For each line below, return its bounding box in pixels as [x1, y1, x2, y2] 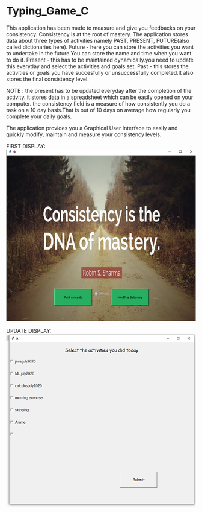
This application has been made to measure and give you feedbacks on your [6, 24, 196, 31]
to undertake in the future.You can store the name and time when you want [6, 49, 192, 57]
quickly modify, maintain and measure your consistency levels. [6, 131, 162, 138]
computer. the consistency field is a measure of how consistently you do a [6, 100, 191, 107]
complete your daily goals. [6, 113, 72, 120]
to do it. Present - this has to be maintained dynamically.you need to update [6, 56, 194, 63]
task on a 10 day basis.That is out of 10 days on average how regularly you [6, 106, 191, 113]
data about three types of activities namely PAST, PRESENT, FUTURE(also [6, 37, 189, 44]
